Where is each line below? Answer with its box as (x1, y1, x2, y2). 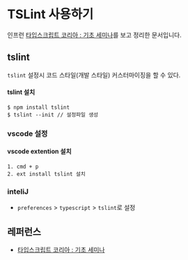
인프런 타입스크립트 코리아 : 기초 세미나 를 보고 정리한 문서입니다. (7, 31, 182, 39)
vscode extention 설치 (7, 147, 72, 155)
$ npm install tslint (7, 104, 70, 111)
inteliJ (7, 187, 29, 196)
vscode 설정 (7, 128, 48, 138)
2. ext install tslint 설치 (7, 171, 86, 178)
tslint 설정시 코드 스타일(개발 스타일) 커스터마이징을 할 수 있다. (7, 70, 181, 79)
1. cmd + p (7, 163, 39, 171)
